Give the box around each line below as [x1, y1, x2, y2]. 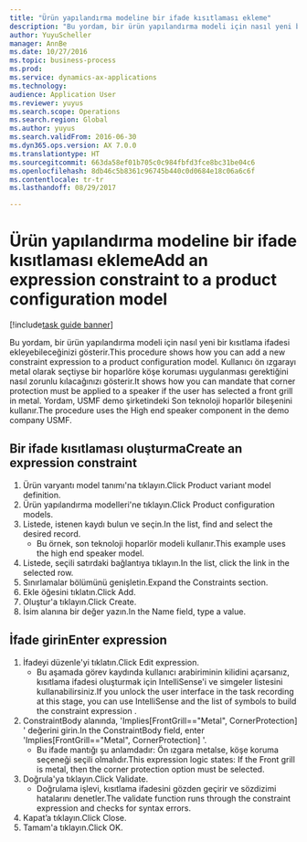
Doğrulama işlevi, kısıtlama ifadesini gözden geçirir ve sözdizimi [36, 783, 277, 794]
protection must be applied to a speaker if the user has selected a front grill [9, 386, 293, 397]
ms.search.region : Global [9, 115, 108, 124]
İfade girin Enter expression [9, 633, 167, 648]
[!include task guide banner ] [9, 319, 114, 330]
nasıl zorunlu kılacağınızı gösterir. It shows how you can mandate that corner [9, 376, 296, 387]
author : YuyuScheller [9, 30, 92, 39]
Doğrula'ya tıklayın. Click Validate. [22, 773, 149, 784]
